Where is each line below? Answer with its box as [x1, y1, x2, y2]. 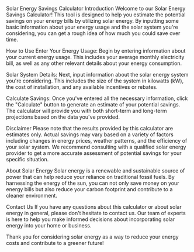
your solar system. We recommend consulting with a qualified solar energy [6, 143, 186, 150]
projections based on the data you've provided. [6, 113, 120, 120]
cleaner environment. [6, 192, 57, 199]
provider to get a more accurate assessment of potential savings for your [6, 150, 182, 157]
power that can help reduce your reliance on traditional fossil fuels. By [6, 174, 175, 180]
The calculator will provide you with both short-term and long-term [6, 108, 167, 114]
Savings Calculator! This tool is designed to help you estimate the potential [6, 11, 186, 18]
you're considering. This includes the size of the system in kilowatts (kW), [6, 77, 184, 84]
